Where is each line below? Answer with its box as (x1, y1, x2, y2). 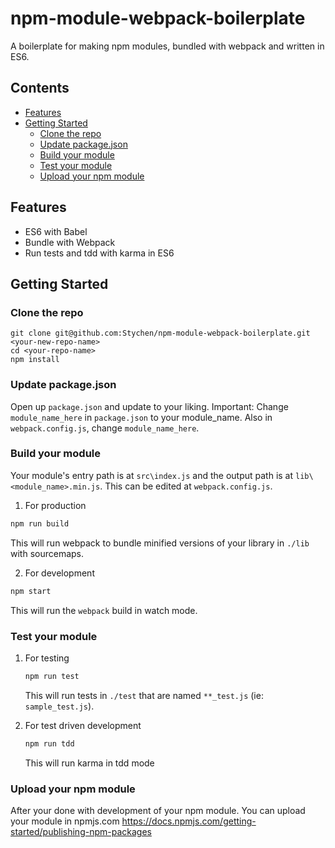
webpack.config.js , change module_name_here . (10, 422, 200, 434)
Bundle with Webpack (24, 236, 116, 248)
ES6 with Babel (24, 225, 88, 237)
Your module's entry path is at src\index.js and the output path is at (10, 469, 294, 481)
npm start (10, 586, 52, 596)
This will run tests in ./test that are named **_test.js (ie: (24, 689, 264, 701)
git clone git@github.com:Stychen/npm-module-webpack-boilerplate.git (10, 328, 311, 339)
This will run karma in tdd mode (24, 757, 155, 769)
